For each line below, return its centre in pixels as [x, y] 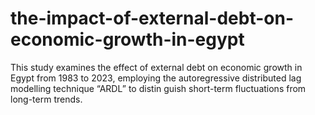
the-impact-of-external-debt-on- [152, 18]
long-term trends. [46, 99]
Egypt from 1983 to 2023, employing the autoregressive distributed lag [156, 78]
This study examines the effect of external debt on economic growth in [156, 67]
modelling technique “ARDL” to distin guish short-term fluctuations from [158, 88]
